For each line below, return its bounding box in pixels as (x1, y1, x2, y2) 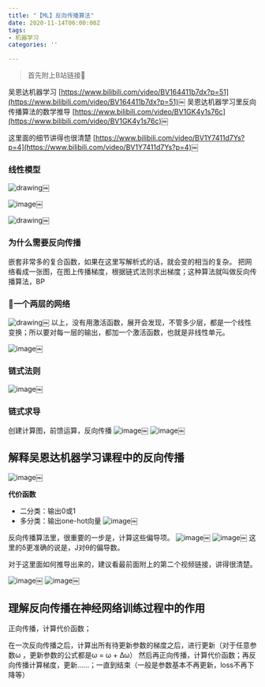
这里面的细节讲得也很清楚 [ (8, 133, 96, 143)
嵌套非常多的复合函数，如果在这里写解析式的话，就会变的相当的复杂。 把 (8, 257, 245, 266)
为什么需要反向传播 (8, 238, 81, 249)
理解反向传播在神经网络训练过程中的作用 (8, 601, 205, 614)
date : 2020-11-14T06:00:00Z (8, 19, 101, 27)
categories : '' (8, 41, 58, 49)
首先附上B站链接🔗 (27, 70, 86, 80)
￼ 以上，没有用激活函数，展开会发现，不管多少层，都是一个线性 (42, 317, 252, 328)
